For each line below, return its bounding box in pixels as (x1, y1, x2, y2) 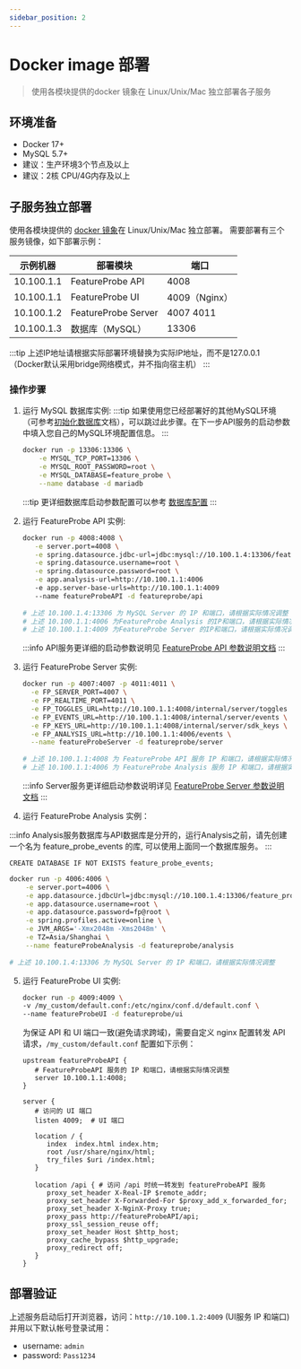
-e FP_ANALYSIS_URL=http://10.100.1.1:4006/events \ (30, 729, 232, 738)
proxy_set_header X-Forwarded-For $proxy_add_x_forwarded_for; (46, 1197, 288, 1206)
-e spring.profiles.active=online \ (25, 916, 163, 925)
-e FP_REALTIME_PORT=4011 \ (30, 696, 136, 705)
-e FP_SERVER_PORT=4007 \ (30, 688, 127, 697)
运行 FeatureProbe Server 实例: (21, 661, 138, 673)
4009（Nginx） (167, 292, 233, 304)
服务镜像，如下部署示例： (9, 236, 104, 247)
